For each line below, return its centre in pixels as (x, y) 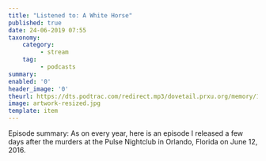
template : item (33, 111)
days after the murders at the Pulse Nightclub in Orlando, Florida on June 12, (133, 142)
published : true (35, 23)
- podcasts (58, 67)
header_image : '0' (38, 89)
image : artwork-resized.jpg (55, 103)
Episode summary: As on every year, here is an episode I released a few (126, 133)
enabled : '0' (30, 81)
